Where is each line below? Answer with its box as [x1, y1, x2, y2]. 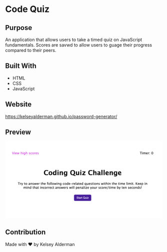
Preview [5, 128, 31, 136]
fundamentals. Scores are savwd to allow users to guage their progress [5, 42, 152, 48]
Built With [5, 61, 36, 70]
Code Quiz [5, 3, 50, 15]
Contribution [5, 228, 46, 236]
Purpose [5, 23, 32, 32]
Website [5, 100, 31, 108]
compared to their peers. [5, 47, 56, 53]
